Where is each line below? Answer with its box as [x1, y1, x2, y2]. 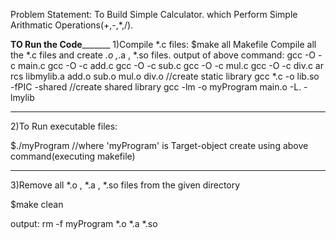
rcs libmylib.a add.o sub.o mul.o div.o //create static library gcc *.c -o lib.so [10, 70, 320, 82]
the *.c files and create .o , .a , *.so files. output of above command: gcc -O [10, 49, 317, 61]
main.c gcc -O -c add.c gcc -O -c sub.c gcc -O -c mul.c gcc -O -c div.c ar [17, 60, 324, 71]
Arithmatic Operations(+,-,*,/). [10, 19, 134, 31]
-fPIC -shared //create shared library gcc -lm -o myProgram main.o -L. [10, 81, 302, 93]
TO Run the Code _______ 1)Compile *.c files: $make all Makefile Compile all [10, 39, 317, 50]
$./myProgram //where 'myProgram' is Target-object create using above [10, 140, 309, 151]
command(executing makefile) [10, 150, 136, 162]
